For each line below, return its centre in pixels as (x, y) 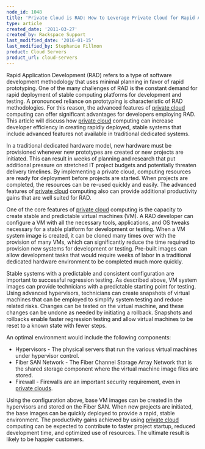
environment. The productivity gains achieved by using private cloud (92, 420)
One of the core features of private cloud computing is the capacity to (94, 209)
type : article (24, 23)
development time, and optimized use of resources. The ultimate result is (98, 432)
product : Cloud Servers (37, 52)
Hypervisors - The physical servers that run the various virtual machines (106, 349)
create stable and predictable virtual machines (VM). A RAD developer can (100, 216)
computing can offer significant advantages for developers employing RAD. (101, 114)
